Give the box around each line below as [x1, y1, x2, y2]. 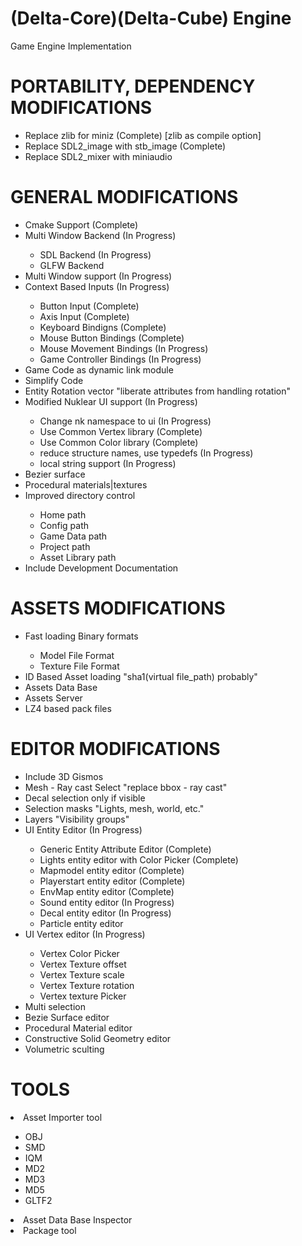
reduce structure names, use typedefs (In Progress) [39, 447, 254, 459]
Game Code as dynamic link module [24, 363, 174, 376]
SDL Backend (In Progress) [39, 248, 152, 261]
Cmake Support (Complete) [24, 218, 139, 231]
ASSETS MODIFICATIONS [10, 597, 226, 619]
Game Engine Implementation [10, 40, 132, 52]
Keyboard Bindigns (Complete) [39, 321, 167, 333]
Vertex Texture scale [39, 968, 125, 981]
